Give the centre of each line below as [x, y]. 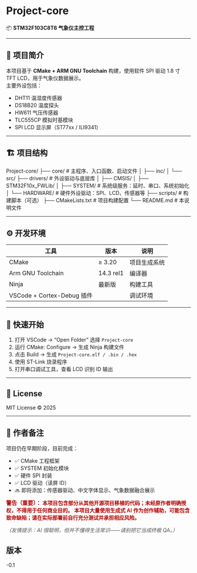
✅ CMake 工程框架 [37, 461]
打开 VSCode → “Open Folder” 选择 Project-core [74, 340]
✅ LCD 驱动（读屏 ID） [42, 483]
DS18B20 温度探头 [37, 105]
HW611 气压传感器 [36, 112]
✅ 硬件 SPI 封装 [33, 475]
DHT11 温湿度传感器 [38, 97]
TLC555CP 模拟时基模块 [44, 120]
